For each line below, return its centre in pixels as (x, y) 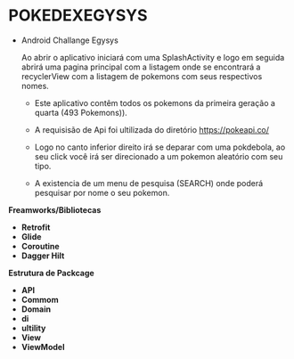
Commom (40, 299)
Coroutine (40, 246)
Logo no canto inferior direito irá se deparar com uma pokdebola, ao (160, 147)
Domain (36, 309)
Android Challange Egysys (70, 40)
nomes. (35, 86)
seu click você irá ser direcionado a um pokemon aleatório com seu (159, 156)
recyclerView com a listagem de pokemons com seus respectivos (142, 76)
